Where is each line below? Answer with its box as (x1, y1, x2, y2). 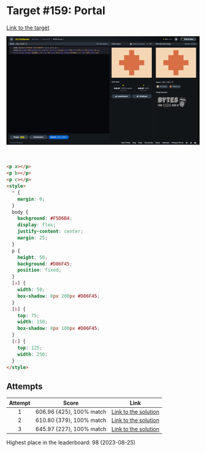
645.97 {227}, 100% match (36, 425, 107, 432)
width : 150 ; (17, 319, 48, 325)
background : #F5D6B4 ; (17, 215, 72, 221)
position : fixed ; (17, 267, 62, 274)
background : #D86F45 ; (17, 261, 72, 267)
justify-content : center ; (17, 228, 84, 235)
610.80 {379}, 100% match (36, 416, 107, 424)
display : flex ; (17, 222, 56, 228)
